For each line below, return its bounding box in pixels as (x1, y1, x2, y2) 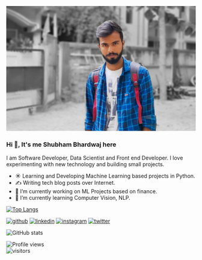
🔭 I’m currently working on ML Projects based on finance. (14, 187, 158, 195)
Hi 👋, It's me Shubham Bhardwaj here (6, 140, 117, 149)
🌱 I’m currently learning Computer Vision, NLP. (14, 194, 130, 201)
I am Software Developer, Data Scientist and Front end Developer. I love (6, 154, 183, 161)
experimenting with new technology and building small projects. (6, 160, 165, 168)
